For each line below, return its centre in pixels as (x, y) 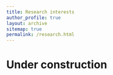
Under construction (57, 65)
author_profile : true (34, 18)
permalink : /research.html (40, 35)
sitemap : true (24, 29)
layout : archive (27, 23)
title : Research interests (40, 12)
